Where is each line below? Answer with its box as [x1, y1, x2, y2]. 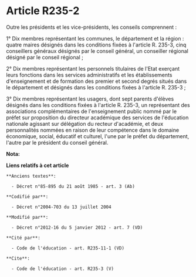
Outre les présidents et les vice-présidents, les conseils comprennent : [6, 24, 177, 31]
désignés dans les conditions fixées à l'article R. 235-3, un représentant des [6, 101, 190, 108]
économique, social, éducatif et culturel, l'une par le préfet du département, [6, 132, 190, 139]
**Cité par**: [6, 235, 41, 241]
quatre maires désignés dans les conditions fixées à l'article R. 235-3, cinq [6, 41, 187, 48]
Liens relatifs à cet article [6, 162, 69, 169]
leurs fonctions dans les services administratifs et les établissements [6, 71, 173, 78]
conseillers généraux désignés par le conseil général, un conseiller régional [6, 47, 189, 54]
